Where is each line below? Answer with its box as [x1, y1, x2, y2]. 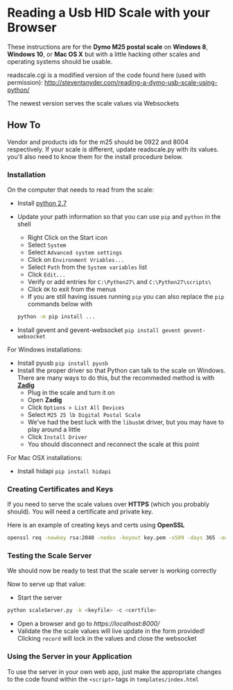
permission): [7, 78, 43, 86]
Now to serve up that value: [7, 580, 87, 589]
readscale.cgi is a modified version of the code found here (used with [7, 71, 206, 79]
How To [7, 120, 41, 131]
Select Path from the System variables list [27, 263, 148, 272]
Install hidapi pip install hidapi [17, 467, 112, 475]
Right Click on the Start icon [27, 233, 108, 242]
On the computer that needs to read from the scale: [7, 186, 155, 194]
